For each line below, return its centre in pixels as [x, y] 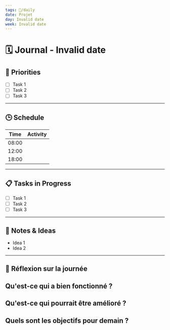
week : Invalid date [26, 24]
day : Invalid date [25, 19]
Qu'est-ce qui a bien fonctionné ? [59, 286]
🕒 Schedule [25, 117]
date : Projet [19, 15]
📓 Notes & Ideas [31, 230]
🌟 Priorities [23, 72]
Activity [37, 134]
